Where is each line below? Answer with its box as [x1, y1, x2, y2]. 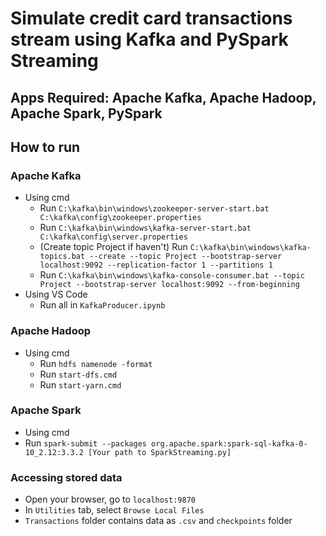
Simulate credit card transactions [10, 7, 293, 30]
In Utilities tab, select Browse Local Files [24, 504, 205, 516]
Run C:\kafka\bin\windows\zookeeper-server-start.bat [39, 202, 270, 214]
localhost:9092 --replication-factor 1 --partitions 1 [39, 260, 273, 271]
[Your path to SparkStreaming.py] [88, 447, 232, 457]
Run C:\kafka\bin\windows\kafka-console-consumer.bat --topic [39, 269, 305, 281]
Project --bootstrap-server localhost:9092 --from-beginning [39, 280, 300, 290]
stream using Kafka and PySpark [10, 28, 289, 51]
